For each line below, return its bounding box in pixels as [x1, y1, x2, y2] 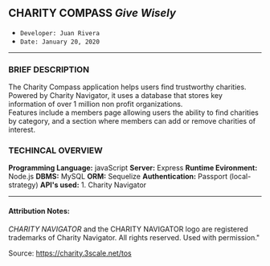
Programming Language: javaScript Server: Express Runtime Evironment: [8, 163, 258, 173]
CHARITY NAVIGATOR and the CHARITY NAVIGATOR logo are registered [8, 224, 248, 234]
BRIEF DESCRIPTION [8, 63, 90, 75]
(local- [228, 172, 252, 182]
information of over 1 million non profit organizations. [8, 100, 183, 109]
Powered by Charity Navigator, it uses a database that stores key [8, 91, 223, 100]
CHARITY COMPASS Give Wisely [8, 6, 177, 20]
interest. [8, 125, 36, 135]
